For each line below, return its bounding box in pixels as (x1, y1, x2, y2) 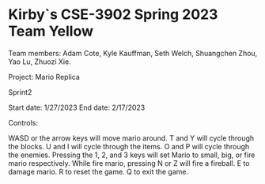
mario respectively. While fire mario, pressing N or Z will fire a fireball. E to (8, 158, 250, 167)
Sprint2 (8, 87, 32, 96)
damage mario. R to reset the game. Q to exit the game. (8, 167, 189, 176)
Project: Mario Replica (8, 72, 81, 81)
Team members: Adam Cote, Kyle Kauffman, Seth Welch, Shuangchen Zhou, (8, 48, 258, 58)
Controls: (8, 118, 38, 127)
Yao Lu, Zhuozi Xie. (8, 57, 71, 66)
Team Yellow (8, 22, 93, 40)
